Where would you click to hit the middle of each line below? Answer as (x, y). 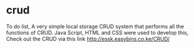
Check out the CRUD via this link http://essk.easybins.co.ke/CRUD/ (88, 39)
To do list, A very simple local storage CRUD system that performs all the (95, 26)
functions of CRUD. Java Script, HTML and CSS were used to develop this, (97, 32)
